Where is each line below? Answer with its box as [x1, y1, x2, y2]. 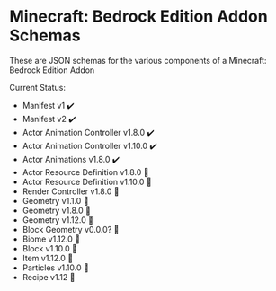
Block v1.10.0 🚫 [22, 242, 78, 253]
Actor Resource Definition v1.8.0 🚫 [22, 166, 150, 177]
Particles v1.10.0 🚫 [22, 262, 90, 273]
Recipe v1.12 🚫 [22, 271, 76, 282]
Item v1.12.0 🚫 [22, 252, 74, 263]
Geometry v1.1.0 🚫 [22, 195, 89, 206]
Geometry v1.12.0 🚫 [22, 214, 94, 225]
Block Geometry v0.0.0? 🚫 [22, 224, 120, 234]
